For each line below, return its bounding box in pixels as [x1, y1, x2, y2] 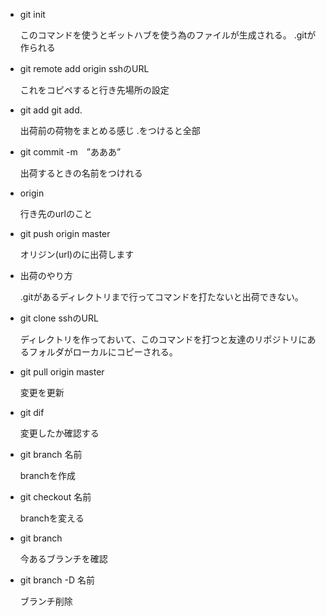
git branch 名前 [19, 449, 83, 460]
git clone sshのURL [19, 312, 99, 324]
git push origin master [19, 228, 111, 239]
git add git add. [19, 104, 83, 116]
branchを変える [19, 512, 85, 524]
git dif [19, 407, 45, 418]
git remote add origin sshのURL [19, 63, 150, 74]
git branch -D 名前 [19, 574, 95, 586]
